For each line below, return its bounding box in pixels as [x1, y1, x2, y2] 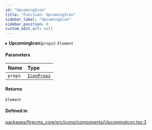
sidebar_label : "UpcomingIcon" [5, 17, 71, 22]
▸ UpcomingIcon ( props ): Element [5, 40, 73, 46]
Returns [5, 85, 23, 92]
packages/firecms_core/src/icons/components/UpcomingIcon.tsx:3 [5, 119, 147, 125]
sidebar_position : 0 [5, 21, 49, 27]
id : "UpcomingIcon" [5, 7, 47, 13]
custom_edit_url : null [5, 26, 53, 31]
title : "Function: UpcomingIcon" [5, 12, 76, 17]
